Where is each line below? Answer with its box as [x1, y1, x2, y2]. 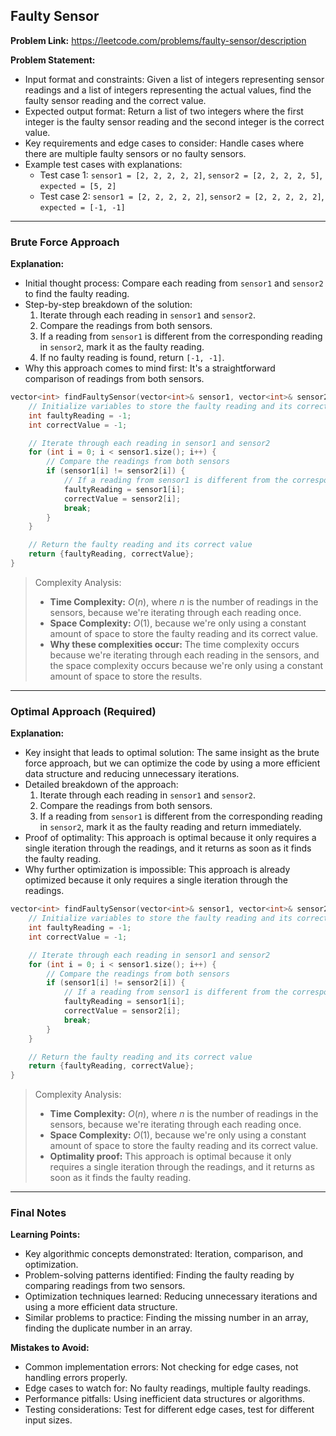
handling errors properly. [24, 1372, 128, 1384]
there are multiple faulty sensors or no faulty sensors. [24, 147, 247, 159]
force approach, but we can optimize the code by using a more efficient [24, 757, 321, 769]
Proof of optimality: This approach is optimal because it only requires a [24, 832, 317, 844]
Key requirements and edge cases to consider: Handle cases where [24, 137, 305, 149]
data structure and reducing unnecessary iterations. [24, 768, 240, 780]
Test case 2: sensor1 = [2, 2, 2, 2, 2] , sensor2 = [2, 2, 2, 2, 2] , [39, 190, 325, 202]
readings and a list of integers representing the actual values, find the [24, 84, 312, 96]
